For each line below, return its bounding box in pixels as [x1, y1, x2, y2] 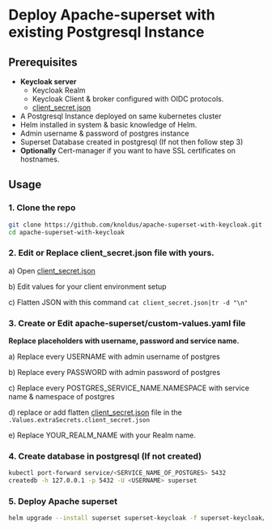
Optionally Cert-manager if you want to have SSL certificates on [19, 146, 236, 155]
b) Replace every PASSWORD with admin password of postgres [8, 368, 221, 377]
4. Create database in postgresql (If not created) [8, 450, 202, 462]
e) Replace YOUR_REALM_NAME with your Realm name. [8, 430, 196, 440]
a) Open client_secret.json [8, 265, 96, 275]
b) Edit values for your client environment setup [8, 282, 168, 291]
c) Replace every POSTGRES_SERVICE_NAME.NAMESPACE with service [8, 383, 249, 393]
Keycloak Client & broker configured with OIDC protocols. [32, 94, 224, 103]
